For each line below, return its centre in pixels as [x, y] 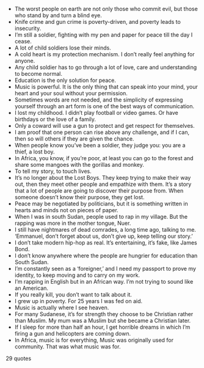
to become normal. [38, 74]
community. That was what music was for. [67, 347]
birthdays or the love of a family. [55, 119]
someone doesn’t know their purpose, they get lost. [79, 197]
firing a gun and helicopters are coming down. [73, 333]
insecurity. [28, 28]
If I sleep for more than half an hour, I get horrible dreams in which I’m [102, 327]
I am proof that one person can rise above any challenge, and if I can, [102, 132]
